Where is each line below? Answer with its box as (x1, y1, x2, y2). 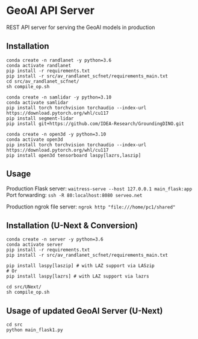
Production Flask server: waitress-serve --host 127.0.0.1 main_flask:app (6, 185, 193, 192)
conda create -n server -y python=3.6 (6, 236, 104, 242)
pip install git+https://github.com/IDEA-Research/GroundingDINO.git (6, 120, 185, 127)
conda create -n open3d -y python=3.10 (6, 131, 107, 137)
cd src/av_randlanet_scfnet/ (6, 78, 79, 85)
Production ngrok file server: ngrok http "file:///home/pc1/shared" (6, 203, 176, 210)
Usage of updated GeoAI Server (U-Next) (6, 306, 163, 316)
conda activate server (6, 242, 63, 248)
